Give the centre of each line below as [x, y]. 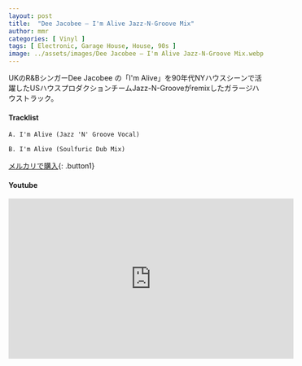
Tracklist [24, 117]
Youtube [23, 185]
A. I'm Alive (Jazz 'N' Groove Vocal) [74, 135]
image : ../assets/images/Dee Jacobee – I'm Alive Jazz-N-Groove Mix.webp [136, 54]
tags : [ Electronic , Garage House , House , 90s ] [92, 46]
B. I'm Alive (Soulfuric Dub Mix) [67, 150]
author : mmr [28, 31]
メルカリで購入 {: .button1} [52, 166]
